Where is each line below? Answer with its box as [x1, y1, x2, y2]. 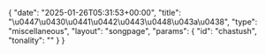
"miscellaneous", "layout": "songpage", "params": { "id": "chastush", [8, 26, 257, 36]
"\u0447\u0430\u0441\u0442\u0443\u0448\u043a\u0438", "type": [8, 17, 258, 27]
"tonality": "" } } [8, 35, 65, 45]
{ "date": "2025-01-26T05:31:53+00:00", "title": [8, 8, 182, 17]
